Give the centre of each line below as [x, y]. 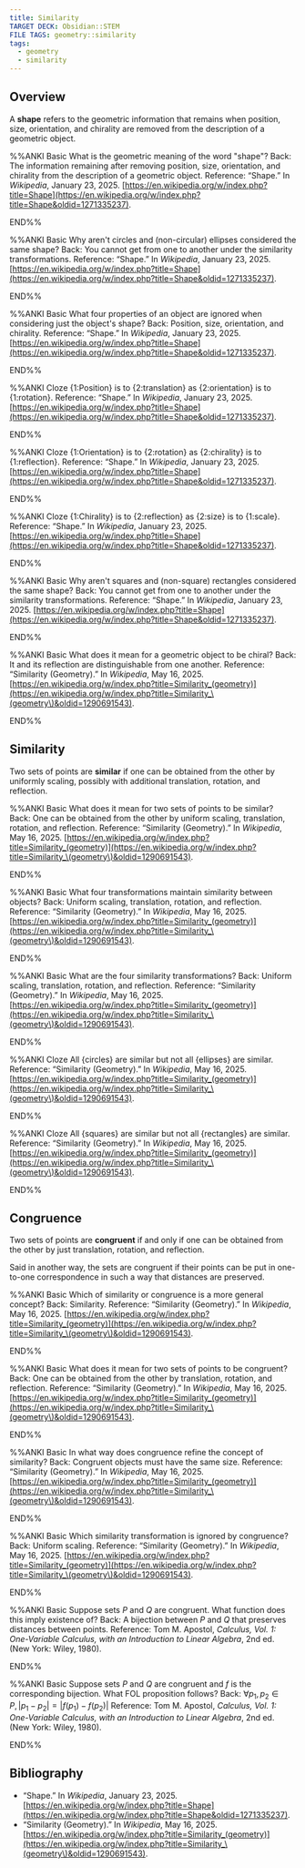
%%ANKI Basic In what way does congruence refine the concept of [137, 1453]
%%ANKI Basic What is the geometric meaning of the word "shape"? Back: [150, 156]
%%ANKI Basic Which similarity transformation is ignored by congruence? [149, 1536]
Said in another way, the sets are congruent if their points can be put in [142, 1268]
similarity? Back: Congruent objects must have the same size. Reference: [146, 1462]
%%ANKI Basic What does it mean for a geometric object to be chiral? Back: [153, 654]
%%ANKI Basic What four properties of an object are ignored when [136, 313]
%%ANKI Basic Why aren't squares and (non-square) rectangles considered [153, 580]
